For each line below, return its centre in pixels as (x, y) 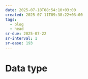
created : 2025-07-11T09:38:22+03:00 (44, 15)
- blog (17, 24)
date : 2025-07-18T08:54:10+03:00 (41, 10)
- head (17, 29)
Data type (26, 68)
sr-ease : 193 (19, 43)
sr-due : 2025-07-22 (26, 34)
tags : (11, 19)
